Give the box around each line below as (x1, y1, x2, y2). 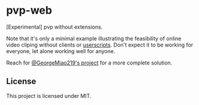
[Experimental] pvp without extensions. (6, 23, 103, 30)
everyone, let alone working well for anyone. (6, 47, 115, 54)
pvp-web (6, 4, 53, 17)
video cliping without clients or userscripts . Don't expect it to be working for (6, 41, 194, 48)
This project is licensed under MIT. (6, 92, 91, 99)
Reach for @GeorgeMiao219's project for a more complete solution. (6, 59, 173, 66)
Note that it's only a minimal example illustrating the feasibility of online (6, 35, 182, 42)
